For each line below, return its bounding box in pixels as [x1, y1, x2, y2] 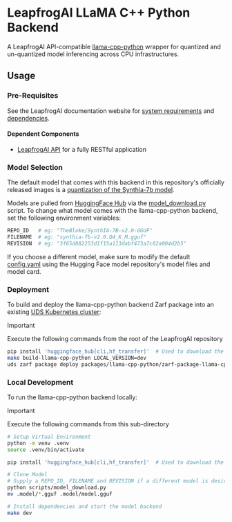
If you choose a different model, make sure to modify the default [7, 252, 191, 261]
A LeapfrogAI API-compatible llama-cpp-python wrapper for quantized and [7, 42, 221, 51]
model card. [7, 267, 41, 275]
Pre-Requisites [7, 91, 59, 101]
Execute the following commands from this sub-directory [7, 419, 169, 428]
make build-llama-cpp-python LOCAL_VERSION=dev [7, 354, 147, 361]
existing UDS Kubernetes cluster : [7, 308, 101, 316]
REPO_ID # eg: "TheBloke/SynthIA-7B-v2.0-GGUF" [7, 227, 153, 234]
